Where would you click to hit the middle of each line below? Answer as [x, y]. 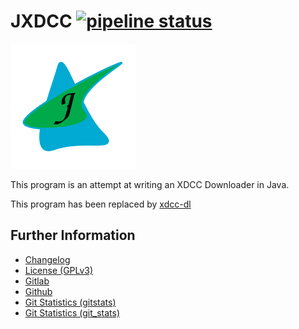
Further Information [73, 235]
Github [38, 291]
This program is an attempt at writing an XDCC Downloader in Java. [150, 184]
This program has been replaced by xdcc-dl [101, 204]
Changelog [47, 259]
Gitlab [37, 281]
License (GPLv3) [59, 270]
